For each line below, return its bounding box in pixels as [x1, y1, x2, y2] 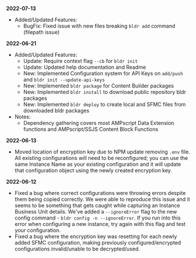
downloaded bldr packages [23, 107, 90, 114]
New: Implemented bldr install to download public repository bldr [23, 89, 186, 95]
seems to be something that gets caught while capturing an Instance [14, 202, 180, 209]
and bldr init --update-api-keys [23, 76, 105, 83]
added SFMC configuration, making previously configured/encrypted [14, 239, 181, 246]
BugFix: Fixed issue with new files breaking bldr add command [23, 23, 176, 29]
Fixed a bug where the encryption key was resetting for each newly [14, 233, 177, 240]
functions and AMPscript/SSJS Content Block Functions [23, 125, 159, 133]
